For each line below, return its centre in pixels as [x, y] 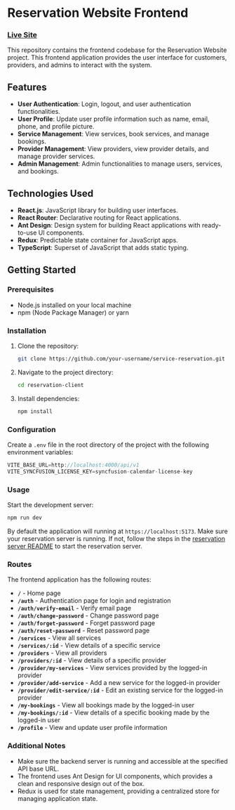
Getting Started [42, 269]
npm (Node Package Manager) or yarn [73, 312]
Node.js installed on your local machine [74, 305]
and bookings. [38, 171]
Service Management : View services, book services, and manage [113, 134]
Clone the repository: [48, 346]
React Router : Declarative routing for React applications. [99, 218]
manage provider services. [56, 157]
